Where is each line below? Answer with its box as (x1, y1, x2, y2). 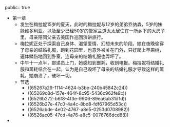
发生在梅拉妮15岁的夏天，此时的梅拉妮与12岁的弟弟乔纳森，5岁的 (20, 22, 158, 27)
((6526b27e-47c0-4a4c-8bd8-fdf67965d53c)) (27, 101, 127, 107)
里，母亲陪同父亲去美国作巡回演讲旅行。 (20, 34, 106, 40)
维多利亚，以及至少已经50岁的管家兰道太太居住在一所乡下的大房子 (24, 28, 165, 34)
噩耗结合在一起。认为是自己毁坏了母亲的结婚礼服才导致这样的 (29, 66, 160, 72)
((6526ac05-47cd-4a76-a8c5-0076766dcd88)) (27, 112, 129, 118)
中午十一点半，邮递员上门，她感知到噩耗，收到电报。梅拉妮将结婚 (20, 60, 160, 66)
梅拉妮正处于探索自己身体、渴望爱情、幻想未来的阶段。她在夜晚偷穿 (20, 40, 164, 47)
